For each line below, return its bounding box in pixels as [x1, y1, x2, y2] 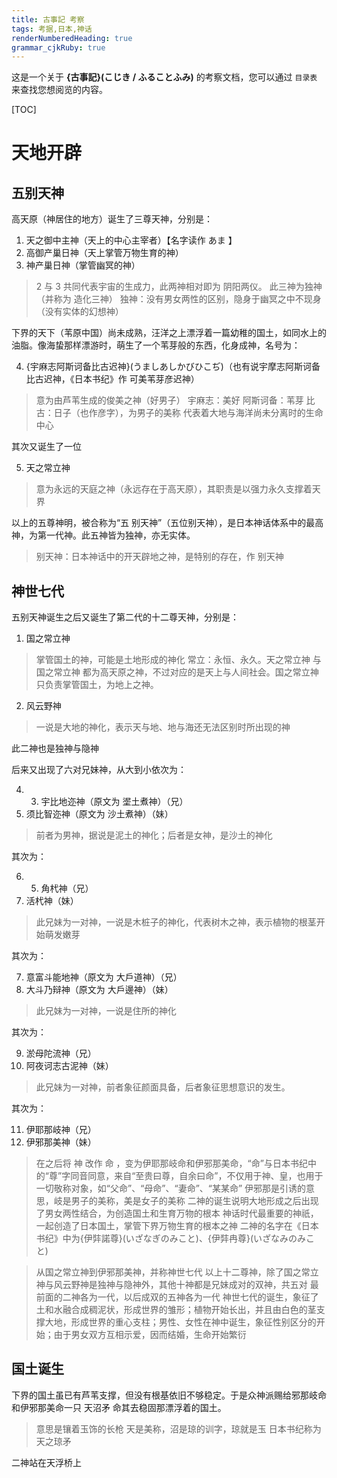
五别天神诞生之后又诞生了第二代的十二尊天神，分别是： [11, 611, 239, 623]
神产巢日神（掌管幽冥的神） [25, 259, 141, 271]
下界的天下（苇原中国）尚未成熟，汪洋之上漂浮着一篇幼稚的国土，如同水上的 [11, 327, 327, 339]
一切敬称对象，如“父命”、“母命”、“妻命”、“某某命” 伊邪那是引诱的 [35, 1182, 307, 1195]
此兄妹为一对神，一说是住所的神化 [35, 1005, 177, 1017]
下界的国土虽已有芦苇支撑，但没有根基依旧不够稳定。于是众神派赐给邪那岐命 [11, 1389, 327, 1401]
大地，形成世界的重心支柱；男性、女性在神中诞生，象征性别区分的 [44, 1316, 317, 1328]
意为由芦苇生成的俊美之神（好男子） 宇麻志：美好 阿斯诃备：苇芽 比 [35, 394, 316, 406]
